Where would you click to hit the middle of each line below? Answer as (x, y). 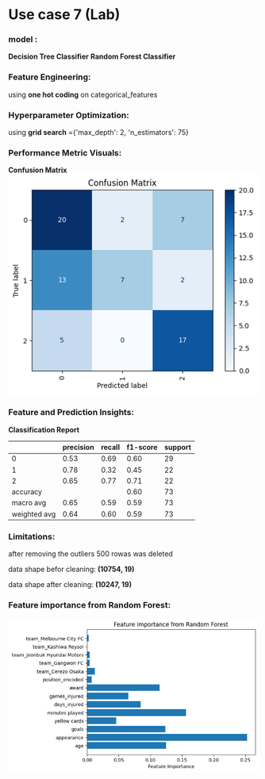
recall (110, 447)
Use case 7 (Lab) (64, 15)
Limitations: (32, 536)
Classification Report (44, 429)
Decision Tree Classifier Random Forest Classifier (92, 56)
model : (23, 40)
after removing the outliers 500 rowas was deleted (90, 554)
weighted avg (34, 514)
